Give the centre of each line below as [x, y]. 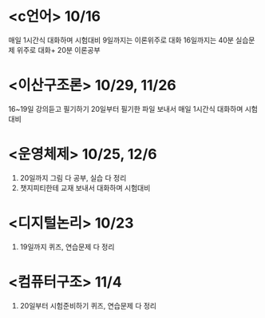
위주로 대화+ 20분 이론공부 [59, 50]
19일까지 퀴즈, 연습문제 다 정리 [67, 246]
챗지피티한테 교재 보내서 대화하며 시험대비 [85, 188]
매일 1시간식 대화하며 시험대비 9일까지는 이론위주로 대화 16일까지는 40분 [121, 40]
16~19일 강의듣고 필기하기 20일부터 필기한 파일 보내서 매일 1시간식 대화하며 [126, 109]
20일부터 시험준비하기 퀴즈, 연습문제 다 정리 [88, 305]
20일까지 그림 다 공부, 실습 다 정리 [73, 177]
